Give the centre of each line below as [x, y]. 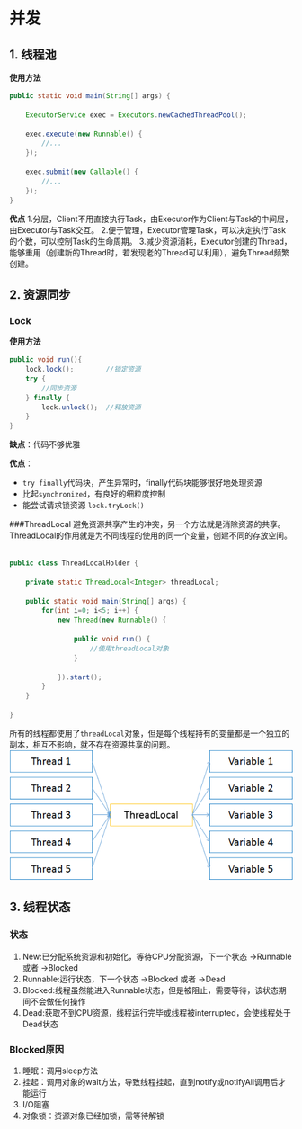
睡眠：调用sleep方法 [60, 1071]
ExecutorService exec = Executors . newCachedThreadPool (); [136, 115]
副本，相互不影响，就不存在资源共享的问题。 [92, 744]
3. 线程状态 [40, 907]
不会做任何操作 [58, 1001]
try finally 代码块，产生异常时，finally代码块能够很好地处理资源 [142, 483]
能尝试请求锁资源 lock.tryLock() [83, 506]
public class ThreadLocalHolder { [74, 563]
